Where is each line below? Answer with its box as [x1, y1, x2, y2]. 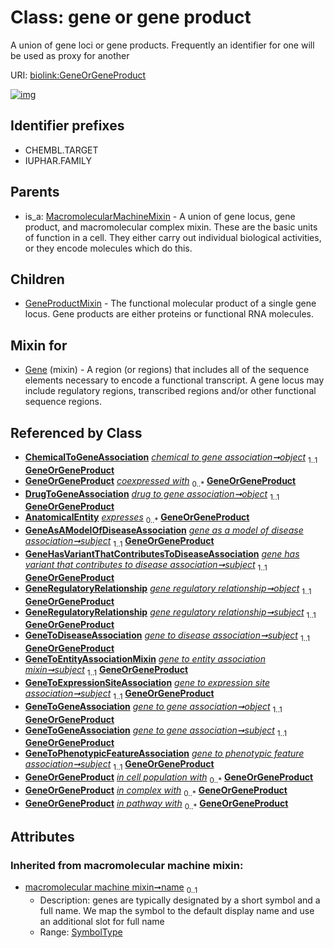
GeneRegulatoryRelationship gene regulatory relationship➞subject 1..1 [24, 606, 317, 620]
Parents [10, 184, 60, 201]
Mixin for [10, 337, 68, 354]
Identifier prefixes [10, 117, 125, 135]
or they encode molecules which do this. [24, 242, 193, 254]
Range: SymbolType [39, 926, 123, 938]
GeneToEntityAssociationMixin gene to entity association [24, 653, 267, 665]
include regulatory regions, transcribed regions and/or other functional [24, 385, 317, 397]
